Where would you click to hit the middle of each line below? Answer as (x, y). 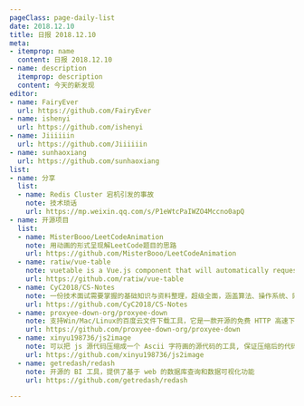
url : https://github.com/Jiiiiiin (82, 144)
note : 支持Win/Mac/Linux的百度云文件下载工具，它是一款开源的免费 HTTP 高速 (157, 321)
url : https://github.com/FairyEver (85, 111)
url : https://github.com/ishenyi (81, 128)
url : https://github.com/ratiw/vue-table (104, 279)
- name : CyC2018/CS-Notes (66, 287)
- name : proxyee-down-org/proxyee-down (93, 313)
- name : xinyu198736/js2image (74, 338)
